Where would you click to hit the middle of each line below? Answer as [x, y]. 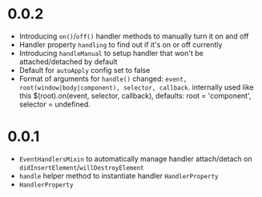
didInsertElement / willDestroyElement [82, 167]
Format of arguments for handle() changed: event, [103, 78]
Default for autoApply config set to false [85, 70]
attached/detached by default [68, 62]
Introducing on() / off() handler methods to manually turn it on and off [134, 36]
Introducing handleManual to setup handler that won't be [111, 53]
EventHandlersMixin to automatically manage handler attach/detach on [136, 159]
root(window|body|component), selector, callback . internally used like [136, 87]
